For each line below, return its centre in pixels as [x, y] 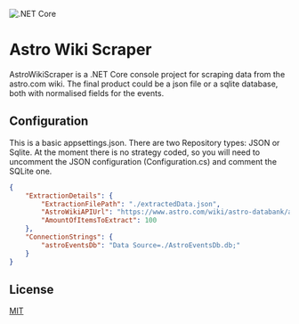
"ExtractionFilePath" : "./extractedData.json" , [131, 204]
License [32, 289]
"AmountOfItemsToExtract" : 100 [99, 221]
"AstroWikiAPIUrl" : [77, 212]
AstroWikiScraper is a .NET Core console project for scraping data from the [147, 74]
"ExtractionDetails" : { [69, 196]
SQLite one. [31, 171]
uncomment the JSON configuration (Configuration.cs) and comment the [143, 161]
